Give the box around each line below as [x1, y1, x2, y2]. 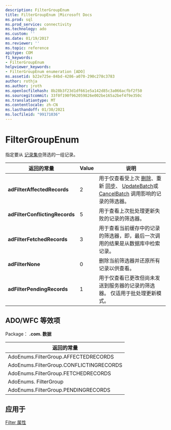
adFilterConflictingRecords [8, 210, 75, 218]
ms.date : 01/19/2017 [5, 36, 49, 41]
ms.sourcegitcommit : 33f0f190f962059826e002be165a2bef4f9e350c [5, 93, 142, 98]
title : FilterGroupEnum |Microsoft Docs [5, 12, 93, 17]
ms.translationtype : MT [5, 98, 56, 103]
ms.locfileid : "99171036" [5, 112, 60, 117]
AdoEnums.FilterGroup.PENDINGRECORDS [8, 386, 111, 393]
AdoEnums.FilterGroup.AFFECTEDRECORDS [8, 353, 115, 360]
